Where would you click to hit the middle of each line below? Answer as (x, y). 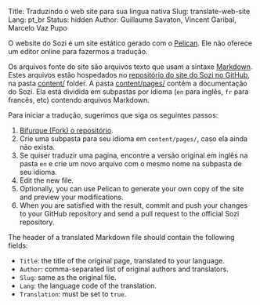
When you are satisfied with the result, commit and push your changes (134, 205)
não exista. (37, 147)
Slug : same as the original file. (68, 277)
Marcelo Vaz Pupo (38, 28)
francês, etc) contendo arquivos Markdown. (79, 100)
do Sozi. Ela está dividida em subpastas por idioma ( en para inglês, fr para (128, 92)
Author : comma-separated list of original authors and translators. (124, 269)
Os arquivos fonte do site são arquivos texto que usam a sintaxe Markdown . (130, 67)
